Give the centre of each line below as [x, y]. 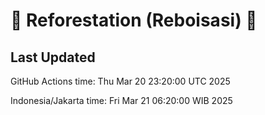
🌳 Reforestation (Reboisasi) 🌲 [134, 20]
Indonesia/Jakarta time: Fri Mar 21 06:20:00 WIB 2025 [121, 100]
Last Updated [53, 57]
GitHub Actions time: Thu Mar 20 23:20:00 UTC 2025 [120, 81]
